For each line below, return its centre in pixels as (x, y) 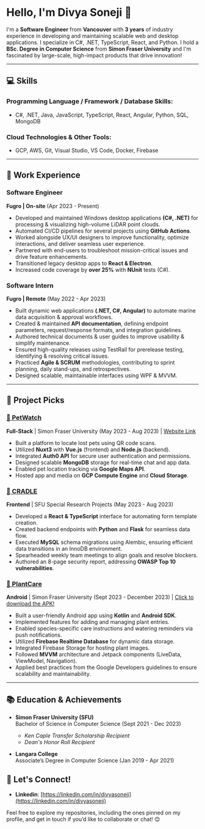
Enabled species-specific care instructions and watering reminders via (104, 629)
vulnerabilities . (34, 568)
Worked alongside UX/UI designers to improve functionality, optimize (102, 237)
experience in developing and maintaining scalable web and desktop (92, 35)
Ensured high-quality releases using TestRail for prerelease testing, (99, 349)
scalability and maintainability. (53, 674)
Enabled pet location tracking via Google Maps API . (80, 469)
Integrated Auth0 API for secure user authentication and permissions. (103, 456)
